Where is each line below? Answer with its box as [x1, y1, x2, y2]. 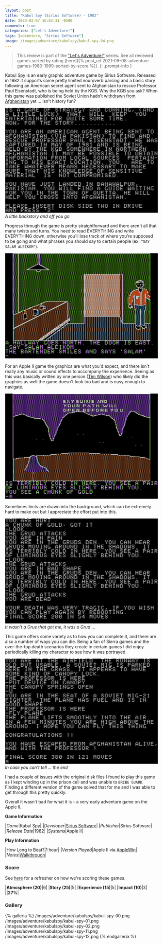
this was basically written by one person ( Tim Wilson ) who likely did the [5, 374, 148, 379]
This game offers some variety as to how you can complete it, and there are [5, 634, 157, 640]
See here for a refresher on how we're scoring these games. [5, 875, 126, 881]
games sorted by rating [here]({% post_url [16, 57, 102, 63]
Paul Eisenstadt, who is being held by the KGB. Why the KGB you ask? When [5, 88, 158, 93]
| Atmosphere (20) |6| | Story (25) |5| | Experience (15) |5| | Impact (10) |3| [5, 885, 147, 891]
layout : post [5, 8, 32, 13]
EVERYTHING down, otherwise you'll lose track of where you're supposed [5, 233, 153, 239]
